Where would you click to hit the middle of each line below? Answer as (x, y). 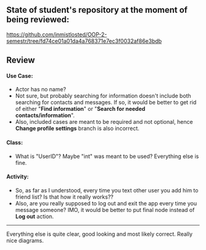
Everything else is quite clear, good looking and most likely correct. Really (100, 234)
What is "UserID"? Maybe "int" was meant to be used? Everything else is (107, 156)
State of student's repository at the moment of (97, 10)
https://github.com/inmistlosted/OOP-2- (57, 34)
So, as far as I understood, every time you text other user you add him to (107, 190)
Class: (15, 142)
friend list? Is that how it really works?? (64, 197)
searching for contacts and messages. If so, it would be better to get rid (106, 102)
